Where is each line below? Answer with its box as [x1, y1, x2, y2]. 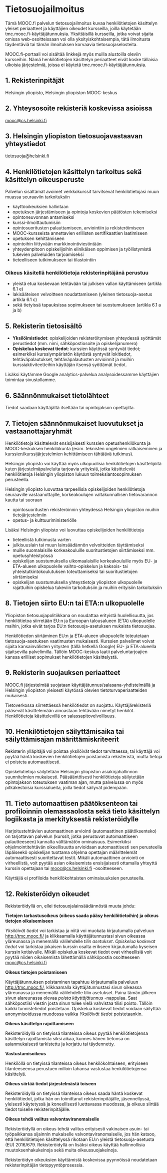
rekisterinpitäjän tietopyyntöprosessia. [5, 1162, 84, 1168]
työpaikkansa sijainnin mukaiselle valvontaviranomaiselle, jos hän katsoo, [5, 1131, 156, 1137]
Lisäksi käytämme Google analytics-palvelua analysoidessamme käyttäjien [5, 372, 159, 378]
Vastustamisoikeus [5, 1050, 46, 1056]
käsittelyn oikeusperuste [5, 175, 84, 184]
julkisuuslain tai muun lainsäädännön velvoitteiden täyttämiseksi [12, 542, 144, 548]
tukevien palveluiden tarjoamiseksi [12, 251, 84, 257]
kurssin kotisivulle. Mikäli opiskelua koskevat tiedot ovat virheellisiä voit [5, 949, 152, 955]
